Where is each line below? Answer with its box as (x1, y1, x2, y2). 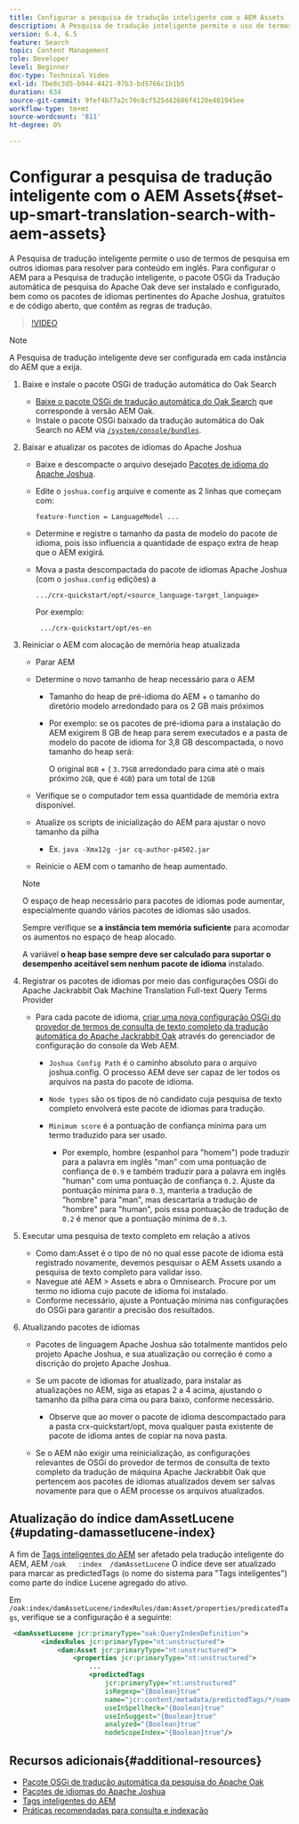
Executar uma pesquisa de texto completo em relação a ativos (21, 1230, 251, 1241)
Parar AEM (35, 656, 76, 667)
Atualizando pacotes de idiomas (21, 1322, 141, 1332)
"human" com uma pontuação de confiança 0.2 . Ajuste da (61, 1175, 276, 1185)
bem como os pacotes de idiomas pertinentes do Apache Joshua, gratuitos (9, 290, 286, 301)
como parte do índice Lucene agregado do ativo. (9, 1577, 189, 1588)
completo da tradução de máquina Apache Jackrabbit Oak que (35, 1466, 267, 1477)
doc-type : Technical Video (9, 71, 109, 80)
